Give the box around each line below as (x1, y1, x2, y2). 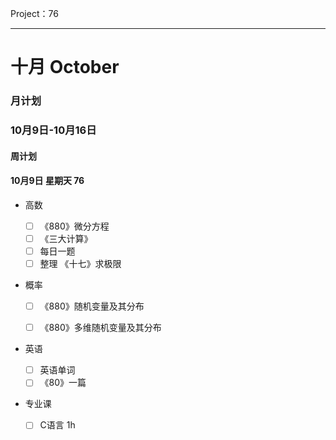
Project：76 (10, 8, 59, 19)
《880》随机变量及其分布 (39, 300, 145, 312)
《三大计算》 (39, 232, 93, 244)
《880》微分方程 (39, 220, 110, 232)
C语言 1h (39, 419, 76, 431)
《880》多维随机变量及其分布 (39, 322, 162, 334)
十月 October (10, 56, 120, 79)
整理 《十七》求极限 (39, 258, 122, 270)
